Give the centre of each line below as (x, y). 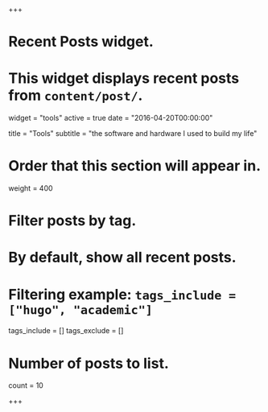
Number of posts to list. (89, 363)
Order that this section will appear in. (135, 166)
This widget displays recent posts (124, 78)
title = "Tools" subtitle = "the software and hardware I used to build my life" (133, 134)
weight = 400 (31, 188)
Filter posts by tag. (72, 221)
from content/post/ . (76, 95)
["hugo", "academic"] (80, 310)
